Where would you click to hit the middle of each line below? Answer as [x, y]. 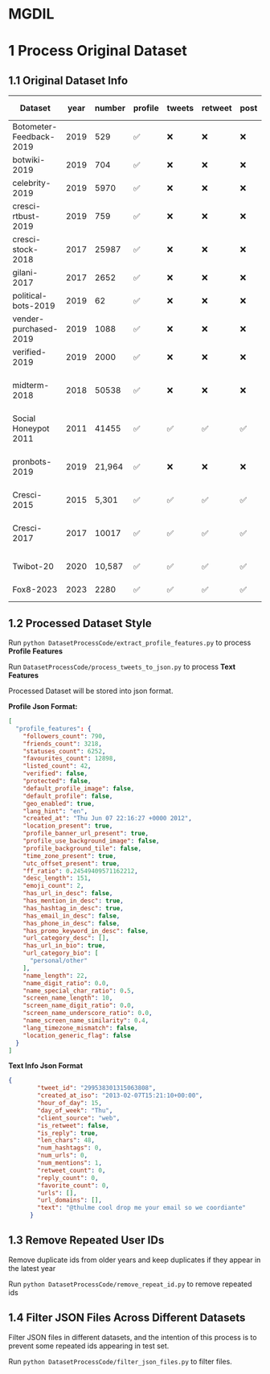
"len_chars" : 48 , [66, 1141]
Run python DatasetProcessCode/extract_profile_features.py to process [130, 642]
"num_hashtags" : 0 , [70, 1148]
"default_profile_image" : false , [79, 788]
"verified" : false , [55, 774]
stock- [25, 250]
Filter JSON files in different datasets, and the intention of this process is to [133, 1337]
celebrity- [32, 184]
